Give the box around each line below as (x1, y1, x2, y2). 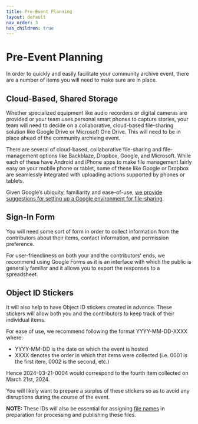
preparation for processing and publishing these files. (6, 411, 137, 418)
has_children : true (6, 25, 54, 31)
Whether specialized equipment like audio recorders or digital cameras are (6, 109, 187, 116)
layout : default (6, 14, 46, 20)
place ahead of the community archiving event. (6, 134, 121, 141)
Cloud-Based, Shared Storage (6, 93, 118, 103)
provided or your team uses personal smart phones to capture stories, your (6, 116, 189, 122)
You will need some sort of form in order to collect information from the (6, 228, 179, 235)
